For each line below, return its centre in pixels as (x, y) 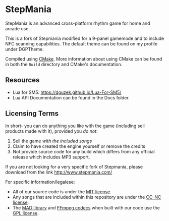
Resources (22, 80)
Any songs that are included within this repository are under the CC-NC (87, 197)
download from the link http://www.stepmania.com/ (59, 172)
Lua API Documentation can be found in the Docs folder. (71, 97)
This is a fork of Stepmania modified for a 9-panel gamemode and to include (85, 38)
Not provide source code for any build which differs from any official (83, 151)
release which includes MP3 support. (51, 157)
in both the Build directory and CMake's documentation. (64, 64)
